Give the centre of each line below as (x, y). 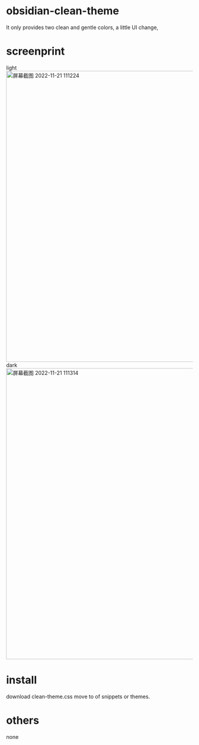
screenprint (36, 51)
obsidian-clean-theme (63, 11)
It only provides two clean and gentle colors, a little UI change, (82, 27)
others (23, 720)
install (22, 680)
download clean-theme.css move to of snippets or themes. (78, 696)
